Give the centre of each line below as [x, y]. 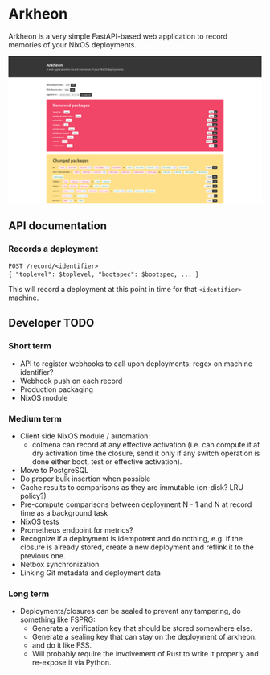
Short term [30, 346]
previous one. [43, 555]
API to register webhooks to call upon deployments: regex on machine [136, 364]
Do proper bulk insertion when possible [85, 479]
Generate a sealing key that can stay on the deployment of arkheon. [144, 637]
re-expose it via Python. [72, 663]
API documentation [57, 226]
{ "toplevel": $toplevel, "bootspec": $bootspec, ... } [104, 274]
